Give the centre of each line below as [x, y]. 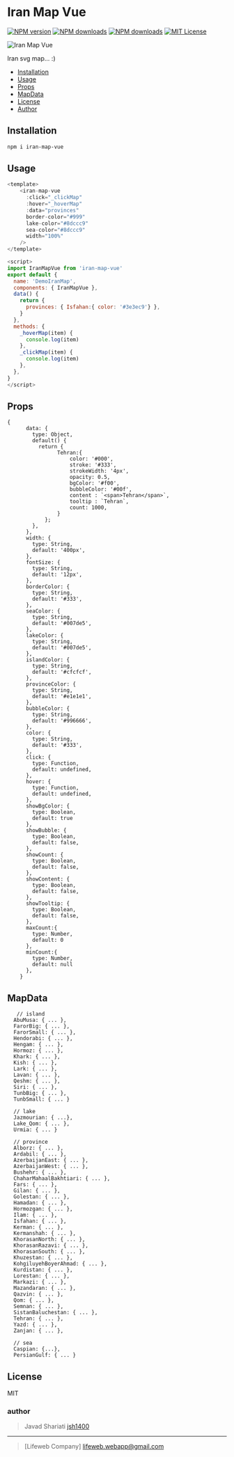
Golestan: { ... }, [42, 1197]
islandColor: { [48, 660]
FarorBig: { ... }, [42, 1026]
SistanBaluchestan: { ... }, [56, 1313]
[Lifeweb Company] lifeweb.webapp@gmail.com [94, 1447]
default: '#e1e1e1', [62, 697]
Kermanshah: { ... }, [45, 1234]
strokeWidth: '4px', [99, 471]
